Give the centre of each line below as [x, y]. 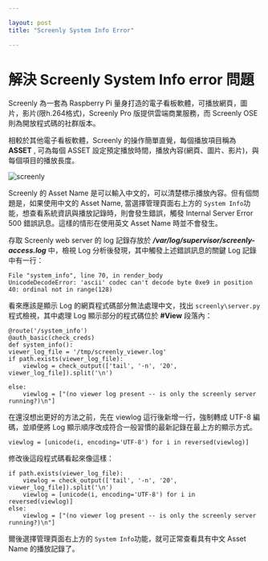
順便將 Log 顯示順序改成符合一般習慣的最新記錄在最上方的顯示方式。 [143, 428]
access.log [27, 251]
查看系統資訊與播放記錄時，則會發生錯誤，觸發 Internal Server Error [141, 213]
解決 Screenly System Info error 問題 [131, 79]
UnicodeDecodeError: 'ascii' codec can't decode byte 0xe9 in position [130, 283]
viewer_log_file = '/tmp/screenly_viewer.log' [87, 352]
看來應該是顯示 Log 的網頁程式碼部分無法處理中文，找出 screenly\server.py [134, 305]
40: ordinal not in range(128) [61, 290]
